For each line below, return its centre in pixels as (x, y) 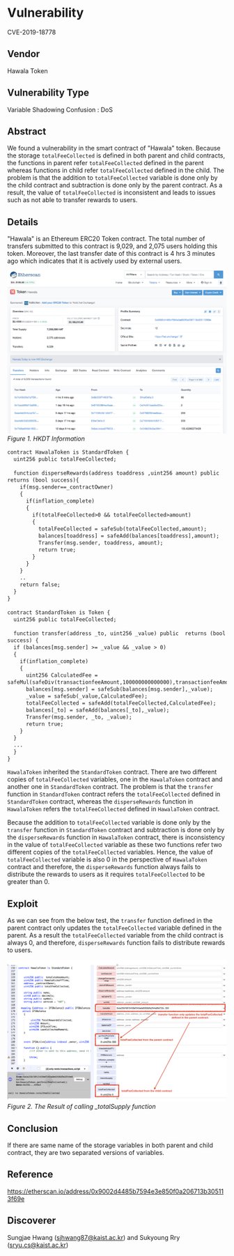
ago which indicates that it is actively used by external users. (95, 261)
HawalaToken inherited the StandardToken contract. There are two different (112, 772)
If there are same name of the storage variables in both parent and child (110, 1145)
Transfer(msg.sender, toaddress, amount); (101, 543)
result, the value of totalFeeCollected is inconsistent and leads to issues (111, 192)
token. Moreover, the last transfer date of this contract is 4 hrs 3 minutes (111, 254)
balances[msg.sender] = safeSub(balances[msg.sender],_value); (119, 689)
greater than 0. (29, 882)
